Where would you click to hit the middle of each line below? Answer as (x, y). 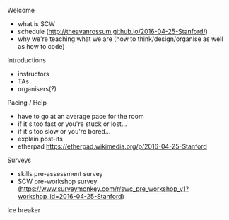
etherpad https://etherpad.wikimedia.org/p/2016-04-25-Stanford (112, 146)
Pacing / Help (27, 103)
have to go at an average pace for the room (81, 116)
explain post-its (40, 139)
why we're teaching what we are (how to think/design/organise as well (120, 39)
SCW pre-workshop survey (57, 181)
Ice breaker (24, 210)
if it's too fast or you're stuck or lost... (72, 124)
